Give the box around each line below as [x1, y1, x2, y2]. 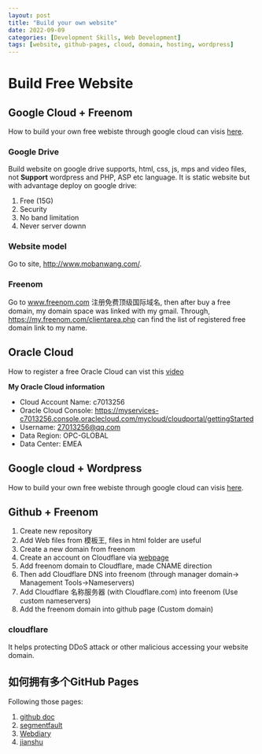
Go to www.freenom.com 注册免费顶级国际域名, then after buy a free [8, 298, 231, 307]
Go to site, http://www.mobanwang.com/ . [8, 259, 142, 268]
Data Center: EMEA [19, 438, 83, 449]
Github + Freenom [8, 505, 98, 519]
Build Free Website [8, 75, 134, 93]
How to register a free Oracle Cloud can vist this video [8, 367, 184, 376]
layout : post [8, 11, 51, 20]
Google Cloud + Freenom [8, 105, 133, 119]
